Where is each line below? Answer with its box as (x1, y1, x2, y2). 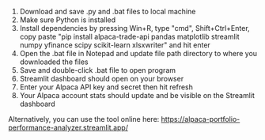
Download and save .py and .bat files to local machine (19, 7, 196, 16)
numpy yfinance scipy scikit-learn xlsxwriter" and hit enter (19, 40, 211, 50)
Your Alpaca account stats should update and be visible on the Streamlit (19, 91, 256, 100)
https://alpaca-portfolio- (161, 115, 240, 123)
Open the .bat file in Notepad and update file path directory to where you (19, 49, 258, 58)
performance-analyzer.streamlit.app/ (8, 123, 129, 132)
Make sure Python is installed (19, 15, 116, 25)
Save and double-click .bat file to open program (19, 66, 176, 74)
